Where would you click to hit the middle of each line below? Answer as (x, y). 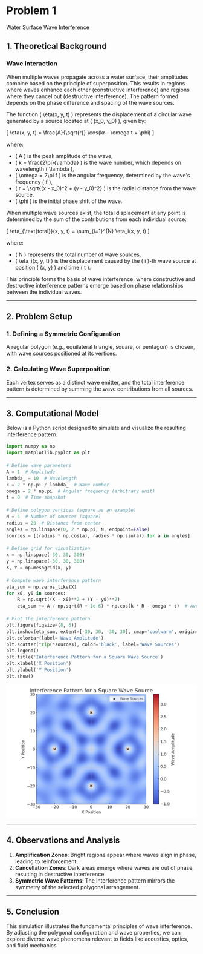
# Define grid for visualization (48, 549)
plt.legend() (23, 651)
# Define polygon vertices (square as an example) (71, 510)
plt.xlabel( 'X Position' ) (39, 664)
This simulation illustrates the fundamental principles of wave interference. (99, 926)
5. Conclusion (33, 912)
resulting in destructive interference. (60, 874)
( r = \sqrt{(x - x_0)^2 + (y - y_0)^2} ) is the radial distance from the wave (105, 188)
